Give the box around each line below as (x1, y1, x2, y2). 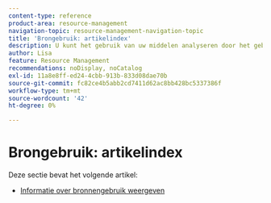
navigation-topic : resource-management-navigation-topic (8, 27, 204, 35)
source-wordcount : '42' (8, 94, 89, 102)
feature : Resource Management (8, 57, 110, 65)
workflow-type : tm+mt (8, 86, 81, 95)
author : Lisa (8, 49, 52, 57)
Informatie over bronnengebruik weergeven (19, 186, 165, 196)
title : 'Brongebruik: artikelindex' (8, 34, 131, 43)
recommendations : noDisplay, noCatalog (8, 64, 143, 72)
